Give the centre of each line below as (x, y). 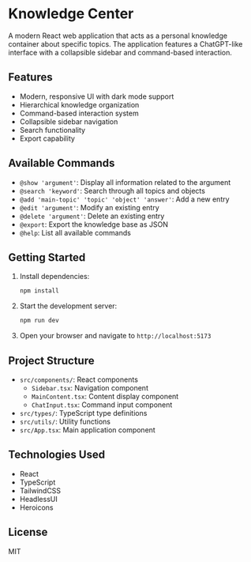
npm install (39, 291)
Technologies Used (56, 455)
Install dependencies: (54, 277)
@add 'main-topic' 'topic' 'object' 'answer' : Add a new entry (125, 199)
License (28, 532)
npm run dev (39, 321)
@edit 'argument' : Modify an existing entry (89, 207)
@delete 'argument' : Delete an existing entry (92, 216)
